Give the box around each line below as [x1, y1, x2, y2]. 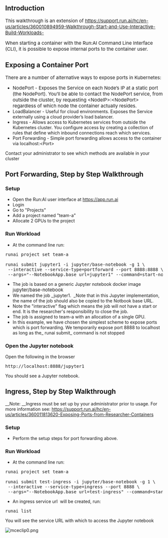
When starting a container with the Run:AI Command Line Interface [5, 40, 153, 46]
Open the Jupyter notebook [5, 342, 74, 349]
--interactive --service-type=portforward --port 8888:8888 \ [7, 266, 163, 272]
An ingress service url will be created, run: [12, 498, 101, 504]
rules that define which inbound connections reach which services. [12, 130, 151, 136]
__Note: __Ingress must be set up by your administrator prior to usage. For [5, 400, 157, 406]
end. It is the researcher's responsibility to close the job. [12, 308, 128, 314]
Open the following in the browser [5, 354, 75, 360]
